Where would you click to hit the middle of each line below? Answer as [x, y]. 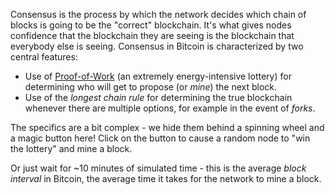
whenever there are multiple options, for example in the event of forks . [170, 108]
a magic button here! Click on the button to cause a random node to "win [160, 138]
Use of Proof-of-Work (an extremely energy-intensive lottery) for [158, 76]
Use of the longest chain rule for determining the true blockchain [158, 97]
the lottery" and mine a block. [71, 148]
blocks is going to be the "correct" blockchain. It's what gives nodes [151, 25]
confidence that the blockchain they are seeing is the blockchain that [152, 35]
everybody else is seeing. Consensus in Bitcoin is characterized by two [157, 46]
